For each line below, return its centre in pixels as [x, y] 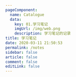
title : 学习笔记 [21, 38]
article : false [21, 57]
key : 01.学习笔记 [31, 24]
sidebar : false [21, 52]
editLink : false [22, 66]
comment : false [21, 62]
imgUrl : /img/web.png [37, 29]
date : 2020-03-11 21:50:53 [34, 43]
